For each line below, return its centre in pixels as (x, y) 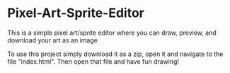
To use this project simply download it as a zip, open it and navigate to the (115, 54)
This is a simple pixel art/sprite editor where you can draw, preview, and (112, 33)
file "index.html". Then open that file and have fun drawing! (93, 61)
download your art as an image (52, 40)
